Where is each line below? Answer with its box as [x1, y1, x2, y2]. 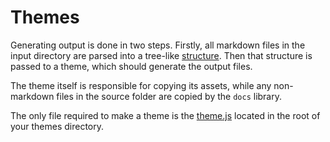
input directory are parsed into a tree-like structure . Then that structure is [10, 49, 313, 61]
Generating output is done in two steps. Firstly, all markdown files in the [10, 39, 306, 51]
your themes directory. [10, 120, 105, 132]
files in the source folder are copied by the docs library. [56, 90, 283, 102]
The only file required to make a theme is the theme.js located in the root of [10, 109, 321, 121]
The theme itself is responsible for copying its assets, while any [10, 79, 272, 91]
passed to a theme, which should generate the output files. [10, 60, 253, 72]
